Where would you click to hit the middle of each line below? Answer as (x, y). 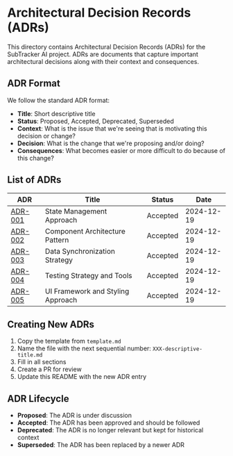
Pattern (57, 240)
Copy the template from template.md (69, 341)
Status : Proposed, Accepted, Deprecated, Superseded (96, 121)
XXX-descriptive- (178, 349)
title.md (30, 355)
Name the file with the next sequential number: (84, 348)
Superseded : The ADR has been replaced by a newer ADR (101, 445)
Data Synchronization (80, 251)
